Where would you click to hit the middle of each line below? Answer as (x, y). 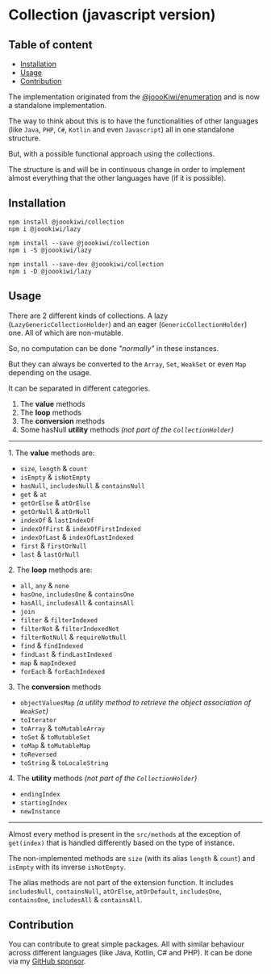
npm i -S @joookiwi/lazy (50, 250)
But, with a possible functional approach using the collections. (112, 154)
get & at (33, 494)
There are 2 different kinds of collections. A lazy (88, 316)
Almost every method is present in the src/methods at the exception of (125, 834)
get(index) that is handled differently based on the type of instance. (122, 842)
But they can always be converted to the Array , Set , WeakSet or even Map (127, 364)
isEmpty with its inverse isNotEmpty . (67, 867)
